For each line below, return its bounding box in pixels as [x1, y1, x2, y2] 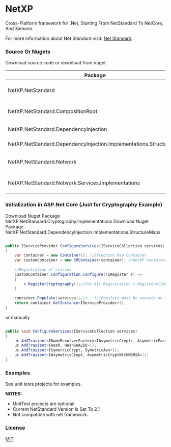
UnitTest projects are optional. [12, 401, 76, 407]
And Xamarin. [5, 25, 34, 31]
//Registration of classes [14, 267, 72, 272]
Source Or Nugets [5, 48, 51, 55]
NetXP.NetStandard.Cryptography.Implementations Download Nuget [5, 218, 149, 224]
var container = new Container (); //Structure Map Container [14, 253, 147, 258]
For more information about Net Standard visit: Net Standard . [5, 35, 133, 41]
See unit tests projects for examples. [5, 381, 82, 387]
